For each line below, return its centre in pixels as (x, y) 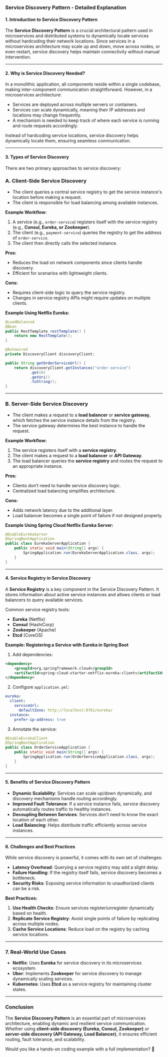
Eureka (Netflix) (29, 619)
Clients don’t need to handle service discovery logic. (66, 485)
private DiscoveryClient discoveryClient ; (50, 354)
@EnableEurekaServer (27, 534)
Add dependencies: (33, 654)
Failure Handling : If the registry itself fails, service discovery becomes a (87, 873)
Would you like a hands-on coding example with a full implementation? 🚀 (80, 1049)
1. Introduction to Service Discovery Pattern (51, 19)
